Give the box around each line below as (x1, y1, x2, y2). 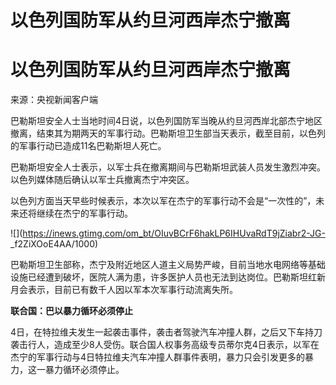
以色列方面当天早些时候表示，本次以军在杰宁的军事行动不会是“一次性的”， (10, 195, 317, 207)
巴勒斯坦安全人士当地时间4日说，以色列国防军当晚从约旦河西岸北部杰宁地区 (10, 115, 323, 127)
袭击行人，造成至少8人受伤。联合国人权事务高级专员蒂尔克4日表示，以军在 (10, 339, 320, 351)
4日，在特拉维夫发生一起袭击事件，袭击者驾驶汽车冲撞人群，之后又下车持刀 (10, 326, 323, 338)
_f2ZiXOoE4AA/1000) (10, 238, 99, 250)
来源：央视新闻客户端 (10, 94, 98, 106)
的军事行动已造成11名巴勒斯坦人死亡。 (10, 140, 167, 152)
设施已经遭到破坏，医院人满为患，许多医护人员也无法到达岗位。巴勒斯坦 (10, 271, 308, 283)
